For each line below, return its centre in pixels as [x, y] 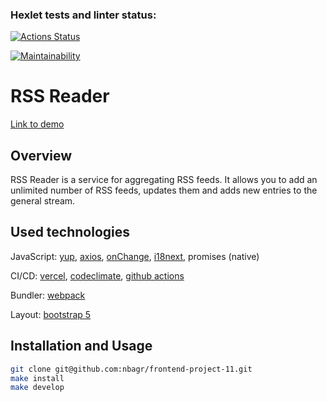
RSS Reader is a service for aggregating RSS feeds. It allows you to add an [164, 180]
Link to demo [37, 124]
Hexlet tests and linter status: [83, 15]
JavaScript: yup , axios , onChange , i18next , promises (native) [135, 256]
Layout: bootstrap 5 [51, 314]
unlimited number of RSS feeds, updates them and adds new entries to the [164, 190]
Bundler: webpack [48, 295]
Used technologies [70, 232]
